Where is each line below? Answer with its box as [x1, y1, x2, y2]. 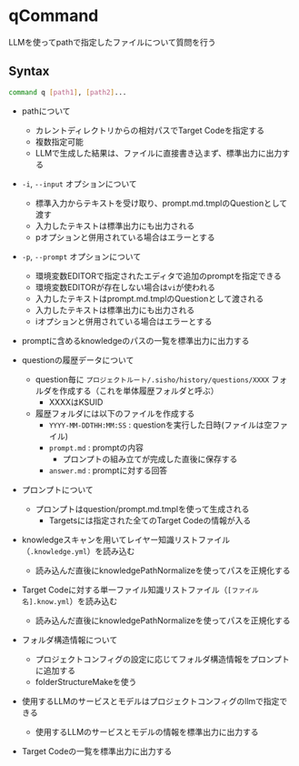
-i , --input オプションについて [21, 178, 137, 189]
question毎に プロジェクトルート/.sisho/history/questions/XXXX [35, 374, 270, 385]
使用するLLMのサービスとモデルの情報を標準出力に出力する [35, 726, 260, 737]
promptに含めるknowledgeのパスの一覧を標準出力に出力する [21, 335, 250, 346]
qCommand [8, 5, 99, 26]
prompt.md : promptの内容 [48, 442, 145, 453]
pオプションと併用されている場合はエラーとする [35, 231, 215, 242]
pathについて [21, 106, 71, 116]
